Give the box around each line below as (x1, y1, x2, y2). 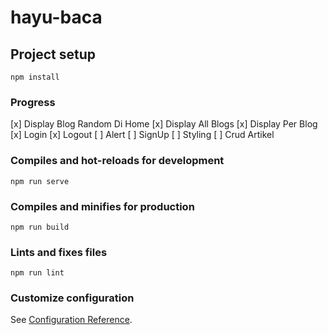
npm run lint (10, 268, 65, 278)
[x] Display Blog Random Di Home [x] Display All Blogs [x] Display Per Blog (10, 118, 318, 130)
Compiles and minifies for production (10, 199, 195, 213)
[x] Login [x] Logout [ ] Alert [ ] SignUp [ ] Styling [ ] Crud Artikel (10, 129, 275, 141)
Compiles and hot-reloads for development (10, 154, 225, 168)
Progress (10, 95, 56, 109)
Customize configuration (10, 291, 135, 305)
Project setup (10, 46, 97, 63)
